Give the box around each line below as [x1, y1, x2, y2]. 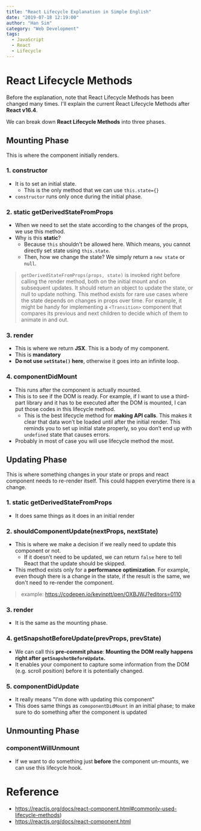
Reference [6, 785, 59, 799]
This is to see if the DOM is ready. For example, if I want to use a [14, 392, 175, 400]
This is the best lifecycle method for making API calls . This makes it [23, 412, 192, 419]
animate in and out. [20, 316, 69, 323]
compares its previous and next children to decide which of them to [20, 310, 188, 317]
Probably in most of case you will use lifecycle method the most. [14, 437, 175, 445]
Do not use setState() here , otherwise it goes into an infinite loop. [14, 358, 179, 365]
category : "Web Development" [6, 25, 79, 32]
